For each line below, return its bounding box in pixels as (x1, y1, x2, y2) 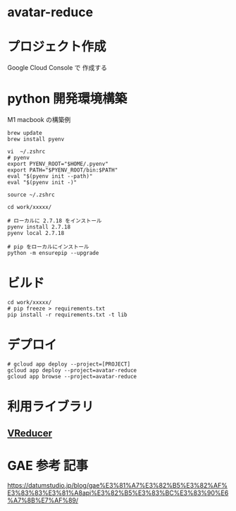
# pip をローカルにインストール (7, 244, 89, 251)
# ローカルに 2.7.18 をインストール (7, 217, 102, 224)
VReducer (7, 427, 53, 439)
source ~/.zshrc (7, 191, 55, 198)
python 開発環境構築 (7, 91, 128, 107)
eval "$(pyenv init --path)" (7, 173, 93, 180)
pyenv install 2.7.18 (7, 224, 71, 231)
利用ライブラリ (7, 399, 94, 415)
